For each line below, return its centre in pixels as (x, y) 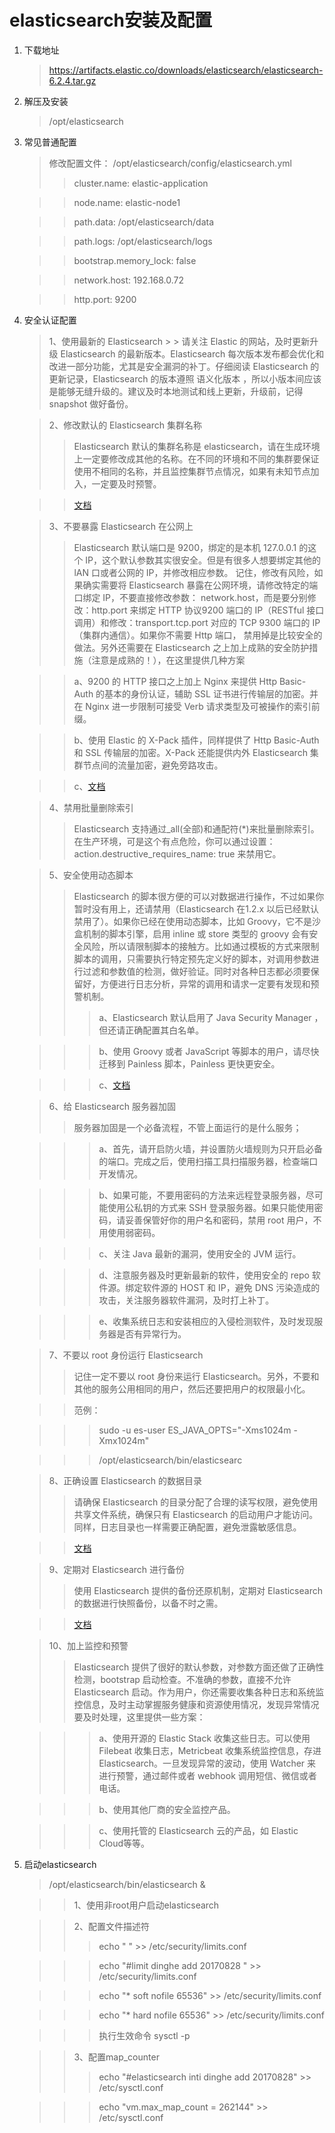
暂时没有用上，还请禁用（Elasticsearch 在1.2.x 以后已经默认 (196, 908)
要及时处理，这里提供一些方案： (139, 1717)
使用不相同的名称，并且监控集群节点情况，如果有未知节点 (192, 471)
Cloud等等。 (124, 1843)
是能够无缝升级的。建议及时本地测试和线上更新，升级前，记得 (176, 391)
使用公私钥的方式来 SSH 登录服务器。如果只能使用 (211, 1207)
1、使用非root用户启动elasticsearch (146, 1905)
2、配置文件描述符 (111, 1926)
